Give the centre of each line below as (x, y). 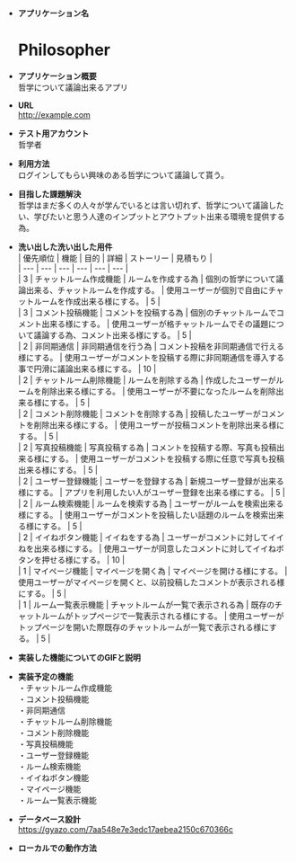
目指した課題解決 (49, 194)
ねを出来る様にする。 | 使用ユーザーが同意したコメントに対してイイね (147, 548)
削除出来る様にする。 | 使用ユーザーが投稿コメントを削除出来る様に (159, 424)
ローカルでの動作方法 (57, 848)
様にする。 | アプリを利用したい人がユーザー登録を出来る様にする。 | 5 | (151, 492)
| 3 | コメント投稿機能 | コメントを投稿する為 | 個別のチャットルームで (147, 312)
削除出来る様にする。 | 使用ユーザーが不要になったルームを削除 (159, 391)
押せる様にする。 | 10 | (83, 559)
